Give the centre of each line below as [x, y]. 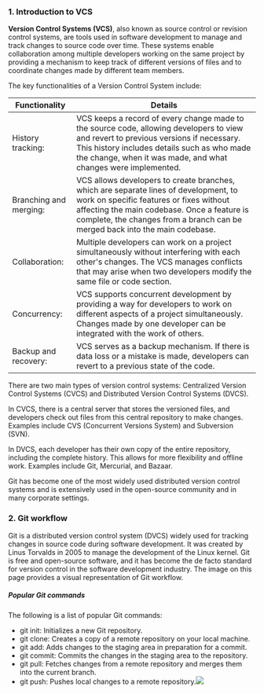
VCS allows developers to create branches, [156, 181]
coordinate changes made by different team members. [96, 71]
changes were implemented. [128, 167]
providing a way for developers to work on [154, 304]
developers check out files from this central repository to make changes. [126, 417]
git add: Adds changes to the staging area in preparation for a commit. [133, 647]
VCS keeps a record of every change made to [160, 119]
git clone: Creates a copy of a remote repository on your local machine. [135, 638]
